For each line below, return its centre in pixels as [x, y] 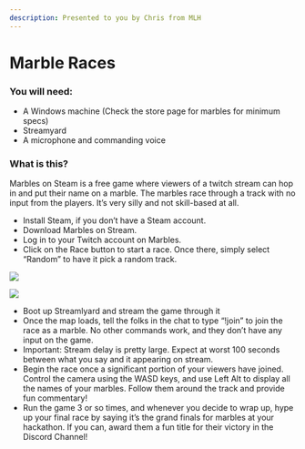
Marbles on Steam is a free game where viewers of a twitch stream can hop [152, 184]
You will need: [41, 91]
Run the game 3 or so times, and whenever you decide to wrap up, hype [158, 408]
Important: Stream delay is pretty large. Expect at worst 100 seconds [151, 350]
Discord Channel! [55, 437]
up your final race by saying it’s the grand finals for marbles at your [148, 418]
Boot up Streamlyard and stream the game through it [121, 311]
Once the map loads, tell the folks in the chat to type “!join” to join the [153, 321]
